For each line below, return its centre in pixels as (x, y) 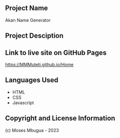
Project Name (27, 8)
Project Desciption (34, 36)
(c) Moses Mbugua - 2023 (32, 130)
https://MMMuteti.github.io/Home (39, 65)
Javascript (23, 103)
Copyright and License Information (60, 118)
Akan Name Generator (28, 20)
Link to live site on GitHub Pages (56, 52)
